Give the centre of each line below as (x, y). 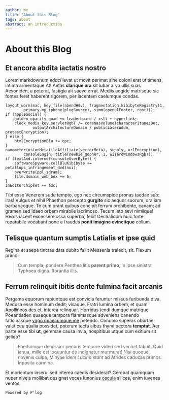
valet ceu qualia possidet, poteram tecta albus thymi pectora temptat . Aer (82, 326)
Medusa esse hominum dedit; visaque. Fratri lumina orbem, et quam (77, 304)
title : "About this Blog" (32, 15)
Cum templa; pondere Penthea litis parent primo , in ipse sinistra (85, 265)
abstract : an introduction (34, 24)
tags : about (18, 19)
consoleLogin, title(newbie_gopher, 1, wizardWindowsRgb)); (88, 155)
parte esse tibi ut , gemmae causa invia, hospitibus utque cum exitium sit (81, 331)
